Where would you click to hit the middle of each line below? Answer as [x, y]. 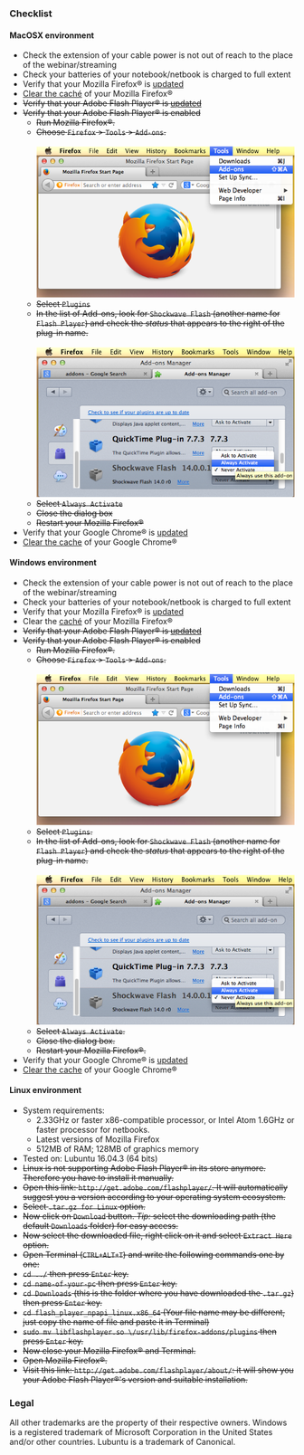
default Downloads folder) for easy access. [100, 1225]
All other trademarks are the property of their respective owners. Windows [148, 1422]
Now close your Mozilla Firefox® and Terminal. [109, 1350]
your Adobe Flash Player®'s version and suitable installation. [135, 1379]
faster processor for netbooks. [93, 1129]
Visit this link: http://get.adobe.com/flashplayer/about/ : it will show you [158, 1370]
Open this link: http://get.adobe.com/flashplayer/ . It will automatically [155, 1187]
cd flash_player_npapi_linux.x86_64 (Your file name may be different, [154, 1312]
